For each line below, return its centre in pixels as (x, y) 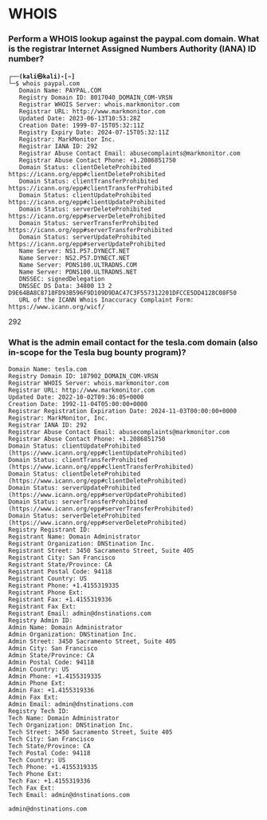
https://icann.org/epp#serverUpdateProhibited (87, 244)
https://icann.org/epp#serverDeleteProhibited (87, 216)
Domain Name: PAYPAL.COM (60, 91)
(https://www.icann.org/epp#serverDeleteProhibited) (98, 522)
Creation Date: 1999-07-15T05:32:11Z (82, 126)
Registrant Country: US (48, 578)
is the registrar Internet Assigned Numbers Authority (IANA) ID (132, 49)
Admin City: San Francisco (53, 648)
